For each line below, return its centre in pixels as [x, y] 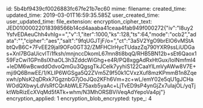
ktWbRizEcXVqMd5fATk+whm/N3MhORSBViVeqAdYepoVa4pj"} [86, 92]
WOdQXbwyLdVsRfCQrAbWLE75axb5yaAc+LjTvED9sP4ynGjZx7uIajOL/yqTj [101, 86]
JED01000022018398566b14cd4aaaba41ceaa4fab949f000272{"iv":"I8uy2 [100, 28]
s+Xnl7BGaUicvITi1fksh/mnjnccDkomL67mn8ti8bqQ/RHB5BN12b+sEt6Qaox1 [101, 53]
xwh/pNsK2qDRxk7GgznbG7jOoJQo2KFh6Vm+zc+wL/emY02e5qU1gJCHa [100, 79]
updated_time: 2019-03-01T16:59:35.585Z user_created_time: [83, 15]
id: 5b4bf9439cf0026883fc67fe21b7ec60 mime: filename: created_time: [96, 9]
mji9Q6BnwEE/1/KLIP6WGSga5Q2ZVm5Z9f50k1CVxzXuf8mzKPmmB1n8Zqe [101, 73]
